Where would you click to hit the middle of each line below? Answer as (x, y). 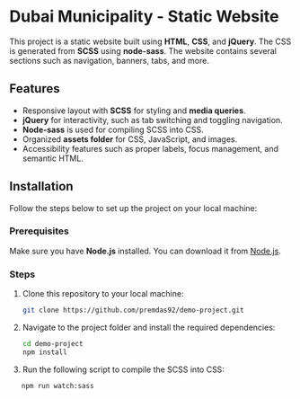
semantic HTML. (53, 158)
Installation (41, 186)
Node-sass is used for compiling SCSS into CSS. (113, 129)
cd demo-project (53, 344)
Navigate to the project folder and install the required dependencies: (149, 328)
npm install (44, 352)
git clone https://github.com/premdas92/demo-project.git (133, 310)
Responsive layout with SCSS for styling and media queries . (134, 111)
